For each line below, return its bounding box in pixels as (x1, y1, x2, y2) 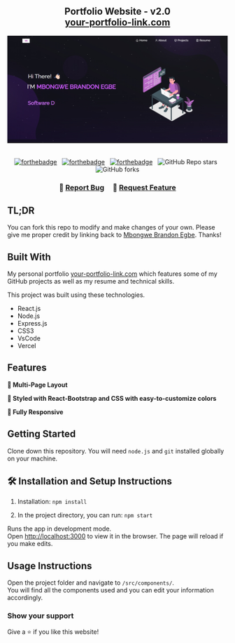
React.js (17, 304, 41, 312)
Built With (7, 251, 51, 263)
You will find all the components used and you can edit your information (7, 586, 215, 595)
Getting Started (7, 428, 76, 440)
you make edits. (7, 540, 53, 548)
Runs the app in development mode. (7, 524, 112, 533)
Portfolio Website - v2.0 (64, 6, 171, 18)
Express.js (17, 319, 48, 327)
